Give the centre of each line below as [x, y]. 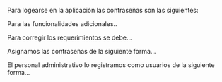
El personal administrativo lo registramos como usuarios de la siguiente [111, 65]
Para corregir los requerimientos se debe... [70, 37]
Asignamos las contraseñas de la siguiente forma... [82, 51]
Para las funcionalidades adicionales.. [63, 24]
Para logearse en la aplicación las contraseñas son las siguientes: [103, 10]
